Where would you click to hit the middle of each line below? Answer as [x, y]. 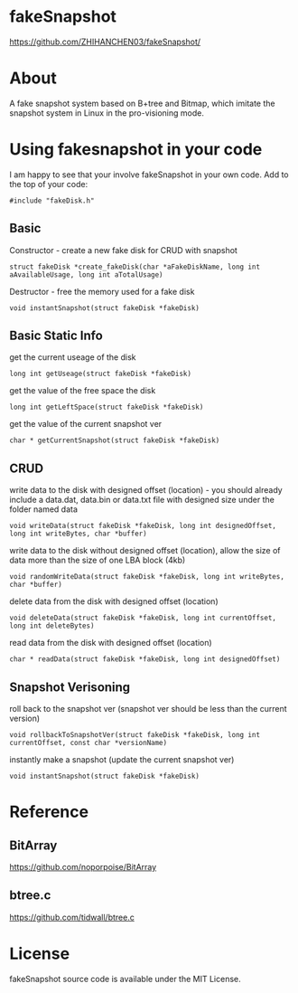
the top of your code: [49, 184]
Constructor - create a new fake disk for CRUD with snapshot [123, 250]
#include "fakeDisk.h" [52, 201]
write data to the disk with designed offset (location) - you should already [146, 490]
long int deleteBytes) [52, 626]
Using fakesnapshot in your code [136, 150]
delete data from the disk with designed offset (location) [114, 601]
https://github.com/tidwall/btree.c [72, 917]
